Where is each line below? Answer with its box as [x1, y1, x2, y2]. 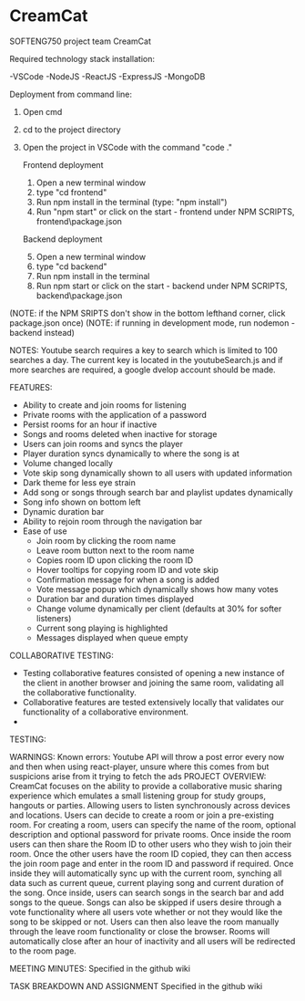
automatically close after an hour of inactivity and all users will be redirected [9, 935, 296, 946]
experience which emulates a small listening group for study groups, [9, 790, 267, 801]
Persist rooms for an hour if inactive [22, 419, 158, 430]
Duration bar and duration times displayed [36, 593, 194, 604]
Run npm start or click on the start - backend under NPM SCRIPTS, [36, 280, 289, 291]
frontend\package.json [36, 215, 123, 226]
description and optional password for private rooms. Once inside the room [9, 829, 291, 839]
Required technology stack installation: [9, 53, 156, 64]
